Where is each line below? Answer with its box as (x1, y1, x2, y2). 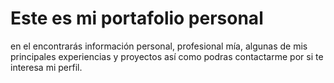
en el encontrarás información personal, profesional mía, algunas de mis (10, 40, 308, 52)
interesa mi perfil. (10, 61, 83, 73)
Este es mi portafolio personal (10, 7, 264, 30)
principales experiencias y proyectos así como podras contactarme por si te (10, 50, 324, 62)
